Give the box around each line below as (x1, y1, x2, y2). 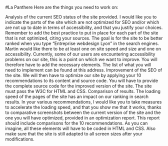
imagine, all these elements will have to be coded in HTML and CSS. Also (5, 125, 156, 131)
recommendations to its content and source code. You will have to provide (5, 77, 158, 83)
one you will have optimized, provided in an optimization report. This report (5, 115, 160, 120)
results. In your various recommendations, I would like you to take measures (5, 99, 162, 104)
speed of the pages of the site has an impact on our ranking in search (5, 93, 149, 99)
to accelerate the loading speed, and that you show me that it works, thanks (5, 104, 161, 110)
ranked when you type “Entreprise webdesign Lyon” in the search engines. (5, 40, 159, 46)
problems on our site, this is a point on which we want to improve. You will (5, 56, 157, 62)
